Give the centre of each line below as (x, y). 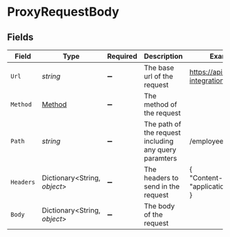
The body (159, 206)
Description (163, 56)
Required (122, 56)
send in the (162, 186)
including (158, 141)
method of (160, 104)
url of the (158, 76)
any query (160, 150)
